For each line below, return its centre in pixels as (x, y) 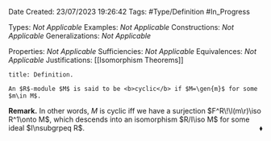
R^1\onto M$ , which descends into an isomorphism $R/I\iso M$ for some (129, 119)
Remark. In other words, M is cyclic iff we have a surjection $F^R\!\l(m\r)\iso (135, 111)
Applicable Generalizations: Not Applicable (80, 36)
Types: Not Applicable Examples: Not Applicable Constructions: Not (121, 27)
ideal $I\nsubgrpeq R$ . (47, 128)
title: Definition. (41, 75)
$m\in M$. (25, 96)
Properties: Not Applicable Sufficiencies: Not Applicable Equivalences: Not (132, 51)
